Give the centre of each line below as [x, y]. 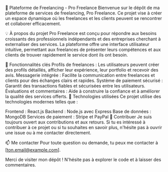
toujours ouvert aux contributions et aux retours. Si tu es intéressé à [75, 122]
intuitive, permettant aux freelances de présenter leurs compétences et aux [83, 49]
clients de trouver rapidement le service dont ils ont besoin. [67, 55]
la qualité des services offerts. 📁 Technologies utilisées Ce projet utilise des [83, 96]
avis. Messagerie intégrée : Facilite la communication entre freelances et [80, 75]
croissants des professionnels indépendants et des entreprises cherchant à [83, 39]
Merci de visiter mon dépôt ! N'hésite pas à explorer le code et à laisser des [83, 159]
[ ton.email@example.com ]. [33, 150]
